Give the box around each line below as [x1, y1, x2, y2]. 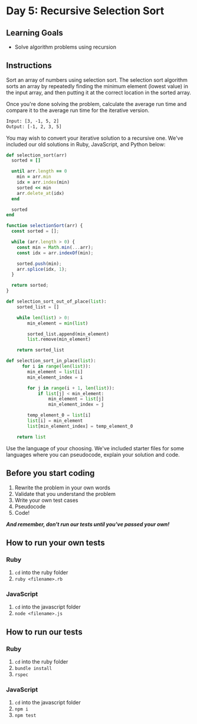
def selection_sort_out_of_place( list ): [6, 299, 107, 305]
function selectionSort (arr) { [6, 223, 83, 229]
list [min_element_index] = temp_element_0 [27, 423, 133, 429]
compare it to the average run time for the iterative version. [6, 107, 149, 114]
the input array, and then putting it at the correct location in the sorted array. [6, 89, 192, 96]
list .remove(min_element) [27, 337, 91, 342]
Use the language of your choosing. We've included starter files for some [6, 444, 185, 451]
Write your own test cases [14, 496, 78, 504]
